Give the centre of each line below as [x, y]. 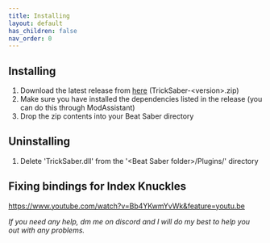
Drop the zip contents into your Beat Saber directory [107, 116]
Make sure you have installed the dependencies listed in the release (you [141, 99]
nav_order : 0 [30, 38]
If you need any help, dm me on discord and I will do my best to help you [129, 221]
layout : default [35, 23]
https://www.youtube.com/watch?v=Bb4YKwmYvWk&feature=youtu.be [127, 206]
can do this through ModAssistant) [77, 108]
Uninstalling [39, 142]
